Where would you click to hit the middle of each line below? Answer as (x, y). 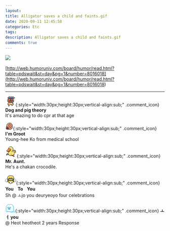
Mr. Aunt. (15, 161)
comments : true (21, 43)
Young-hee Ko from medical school (42, 139)
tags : (11, 32)
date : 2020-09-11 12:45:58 (34, 21)
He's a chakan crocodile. (31, 167)
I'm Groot (15, 134)
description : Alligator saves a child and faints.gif (63, 37)
